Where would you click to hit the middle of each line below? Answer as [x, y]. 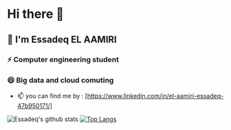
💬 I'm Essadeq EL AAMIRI [62, 40]
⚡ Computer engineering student [63, 59]
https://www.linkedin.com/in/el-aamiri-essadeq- [155, 96]
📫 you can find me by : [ [52, 96]
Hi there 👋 [35, 14]
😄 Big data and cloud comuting [60, 80]
